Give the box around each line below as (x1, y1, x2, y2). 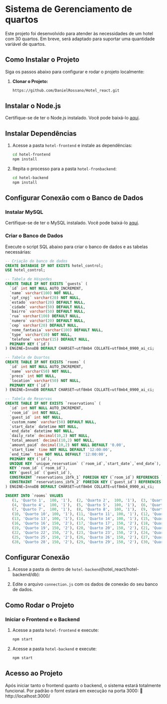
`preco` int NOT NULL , (9, 373, 57, 378)
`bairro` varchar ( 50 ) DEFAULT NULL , (9, 309, 85, 314)
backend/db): (12, 572, 40, 578)
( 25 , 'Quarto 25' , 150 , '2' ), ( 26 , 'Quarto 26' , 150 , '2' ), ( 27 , (11, 534, 150, 540)
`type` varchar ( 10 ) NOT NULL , (9, 332, 72, 337)
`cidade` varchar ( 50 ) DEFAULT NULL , (9, 304, 85, 309)
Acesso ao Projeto (5, 669, 63, 678)
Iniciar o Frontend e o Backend (5, 616, 80, 622)
